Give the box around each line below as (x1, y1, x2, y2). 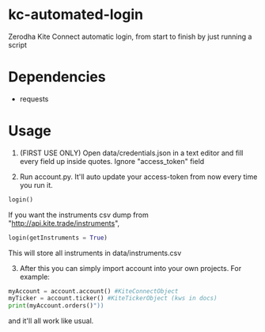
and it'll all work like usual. (8, 316, 94, 326)
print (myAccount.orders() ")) (8, 302, 104, 310)
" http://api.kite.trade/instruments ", (8, 218, 120, 227)
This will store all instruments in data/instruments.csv (8, 248, 182, 258)
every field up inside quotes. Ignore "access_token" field (19, 156, 205, 166)
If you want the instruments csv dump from (8, 210, 149, 219)
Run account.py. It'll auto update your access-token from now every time (19, 172, 258, 181)
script (8, 40, 28, 49)
